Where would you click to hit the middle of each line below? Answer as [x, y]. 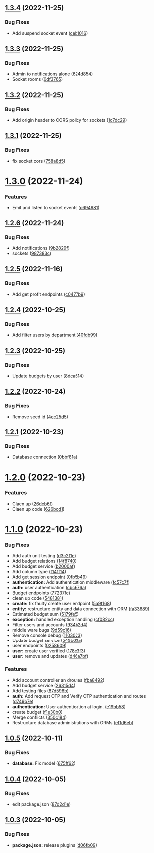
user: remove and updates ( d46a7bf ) [50, 656]
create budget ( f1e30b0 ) [38, 712]
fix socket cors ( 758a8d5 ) [39, 161]
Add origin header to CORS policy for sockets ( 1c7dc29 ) [70, 120]
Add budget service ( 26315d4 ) [44, 685]
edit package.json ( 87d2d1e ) [41, 804]
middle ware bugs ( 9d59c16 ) [41, 630]
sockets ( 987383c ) [32, 253]
